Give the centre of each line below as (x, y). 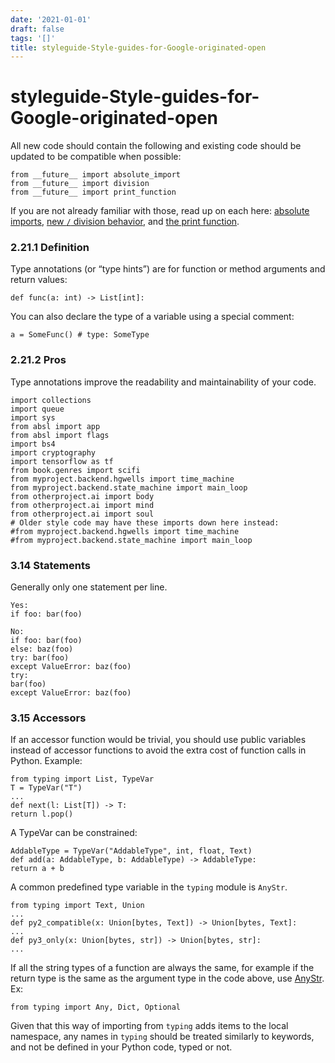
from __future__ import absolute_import (96, 175)
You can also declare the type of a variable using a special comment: (152, 317)
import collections (51, 400)
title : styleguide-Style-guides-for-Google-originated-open (138, 47)
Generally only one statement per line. (89, 587)
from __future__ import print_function (93, 192)
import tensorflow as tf (62, 461)
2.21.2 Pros (38, 360)
